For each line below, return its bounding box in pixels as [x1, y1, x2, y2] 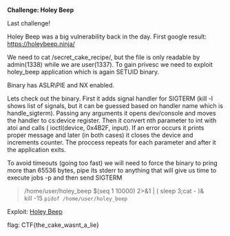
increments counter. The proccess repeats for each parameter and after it [7, 138, 216, 147]
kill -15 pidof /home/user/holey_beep [23, 194, 128, 202]
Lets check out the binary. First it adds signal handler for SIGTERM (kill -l [7, 94, 213, 103]
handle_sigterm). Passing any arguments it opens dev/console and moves [7, 109, 216, 117]
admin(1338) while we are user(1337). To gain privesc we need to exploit [7, 61, 213, 68]
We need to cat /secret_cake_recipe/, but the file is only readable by [7, 53, 200, 61]
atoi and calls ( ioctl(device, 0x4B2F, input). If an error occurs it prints [7, 124, 205, 131]
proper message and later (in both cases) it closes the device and [7, 131, 194, 139]
